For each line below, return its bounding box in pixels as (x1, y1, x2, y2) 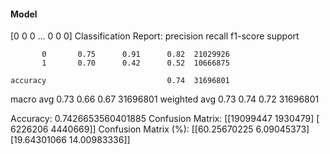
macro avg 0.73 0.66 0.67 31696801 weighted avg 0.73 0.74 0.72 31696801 (10, 93, 320, 105)
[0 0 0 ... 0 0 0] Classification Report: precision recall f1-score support (10, 30, 300, 42)
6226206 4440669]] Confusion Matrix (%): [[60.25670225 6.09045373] (10, 123, 310, 135)
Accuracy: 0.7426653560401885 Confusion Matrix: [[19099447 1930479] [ (10, 113, 320, 125)
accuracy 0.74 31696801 (10, 76, 230, 86)
